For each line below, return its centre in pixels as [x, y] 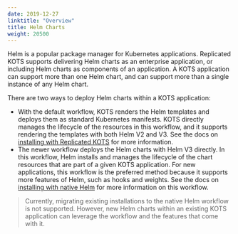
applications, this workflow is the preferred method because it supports [123, 172]
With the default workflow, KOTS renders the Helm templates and [113, 112]
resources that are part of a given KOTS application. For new [107, 165]
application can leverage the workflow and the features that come [121, 216]
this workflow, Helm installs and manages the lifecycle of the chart [115, 157]
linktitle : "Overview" [41, 21]
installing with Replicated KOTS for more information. [95, 142]
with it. [35, 224]
